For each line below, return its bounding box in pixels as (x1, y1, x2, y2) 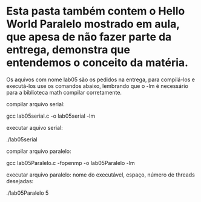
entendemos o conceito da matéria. (6, 56, 189, 70)
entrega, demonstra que (6, 43, 130, 57)
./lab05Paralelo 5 (6, 189, 49, 197)
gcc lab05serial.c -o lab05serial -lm (6, 112, 96, 120)
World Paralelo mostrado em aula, (6, 17, 180, 31)
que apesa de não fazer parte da (6, 30, 172, 44)
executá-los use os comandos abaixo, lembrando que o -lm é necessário (6, 82, 189, 89)
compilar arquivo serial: (6, 100, 65, 107)
